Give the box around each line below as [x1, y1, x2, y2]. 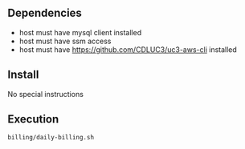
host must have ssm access [18, 36, 112, 46]
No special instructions [7, 89, 84, 99]
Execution [7, 112, 59, 127]
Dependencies [7, 6, 82, 20]
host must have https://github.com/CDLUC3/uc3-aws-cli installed [18, 44, 238, 54]
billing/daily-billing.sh [7, 134, 94, 142]
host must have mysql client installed [18, 27, 142, 37]
